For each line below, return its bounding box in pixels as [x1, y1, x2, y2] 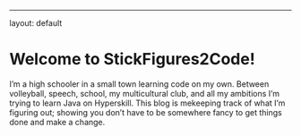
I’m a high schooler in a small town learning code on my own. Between [9, 78, 270, 89]
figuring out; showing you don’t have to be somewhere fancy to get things [9, 106, 282, 117]
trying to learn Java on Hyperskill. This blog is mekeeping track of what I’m [9, 98, 286, 108]
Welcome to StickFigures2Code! [9, 49, 255, 70]
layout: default [9, 18, 63, 28]
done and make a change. [9, 116, 106, 127]
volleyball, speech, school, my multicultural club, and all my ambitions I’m [9, 88, 280, 98]
